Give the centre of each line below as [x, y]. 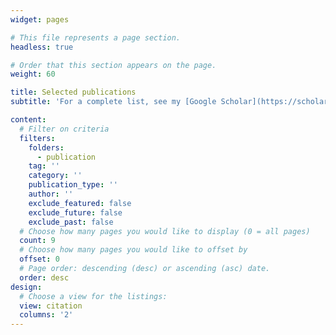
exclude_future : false [75, 212]
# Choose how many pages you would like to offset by [133, 250]
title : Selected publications [73, 92]
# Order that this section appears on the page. [113, 65]
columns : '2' [46, 315]
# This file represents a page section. [96, 37]
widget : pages [40, 19]
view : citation [51, 306]
